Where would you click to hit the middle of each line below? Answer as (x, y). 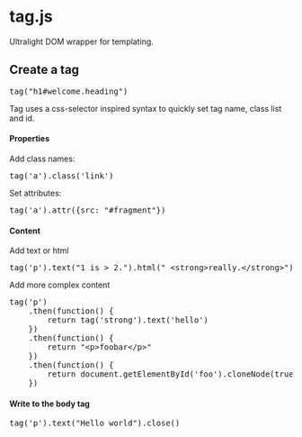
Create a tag (44, 70)
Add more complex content (60, 285)
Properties (30, 139)
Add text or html (39, 250)
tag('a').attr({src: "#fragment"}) (88, 210)
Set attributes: (36, 193)
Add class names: (42, 159)
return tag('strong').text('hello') (128, 320)
